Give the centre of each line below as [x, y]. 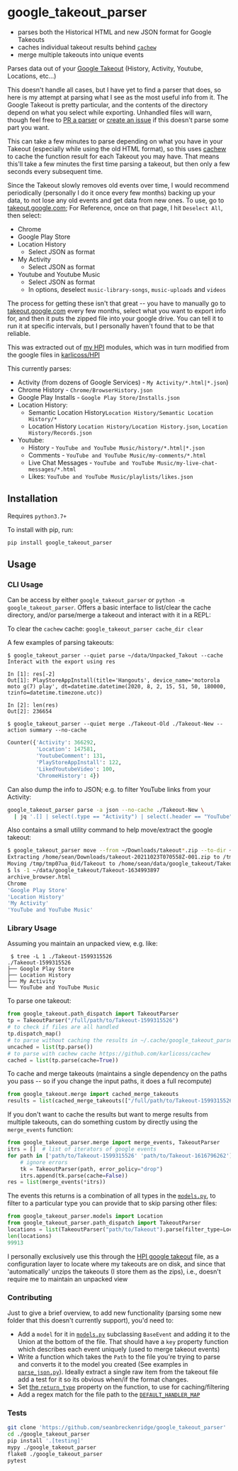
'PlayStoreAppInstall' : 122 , [79, 763]
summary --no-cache [58, 730]
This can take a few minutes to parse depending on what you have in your [115, 141]
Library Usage [32, 928]
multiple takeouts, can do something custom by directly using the [103, 1122]
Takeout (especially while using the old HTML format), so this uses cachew [117, 148]
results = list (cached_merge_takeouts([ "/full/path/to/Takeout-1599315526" [121, 1101]
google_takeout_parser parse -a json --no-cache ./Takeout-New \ [106, 810]
